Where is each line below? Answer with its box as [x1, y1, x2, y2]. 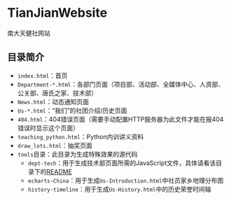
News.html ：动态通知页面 [17, 97, 90, 106]
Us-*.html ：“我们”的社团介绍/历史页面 [17, 106, 127, 115]
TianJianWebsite [7, 5, 108, 21]
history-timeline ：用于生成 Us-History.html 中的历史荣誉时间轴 [27, 185, 211, 193]
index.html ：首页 [17, 71, 68, 80]
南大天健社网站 [7, 29, 50, 37]
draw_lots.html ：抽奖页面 [17, 141, 93, 150]
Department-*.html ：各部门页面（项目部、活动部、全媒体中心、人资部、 [17, 80, 225, 88]
